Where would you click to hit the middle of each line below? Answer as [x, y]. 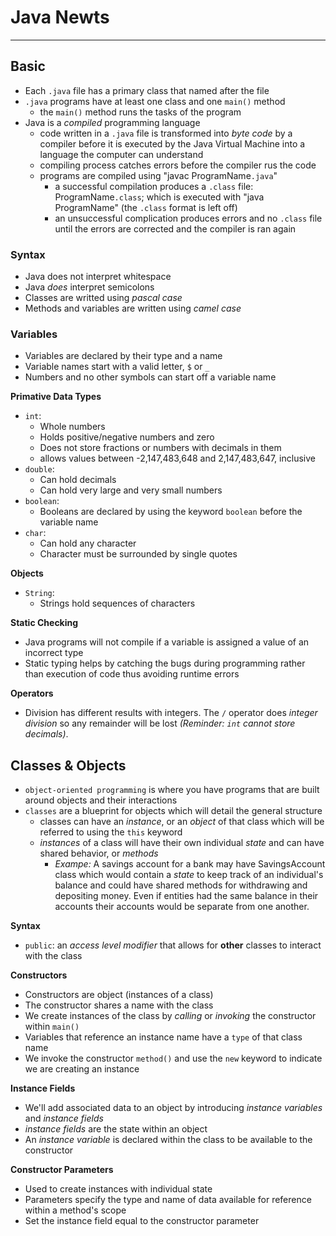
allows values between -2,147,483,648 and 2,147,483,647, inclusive [177, 458]
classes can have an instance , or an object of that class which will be [182, 822]
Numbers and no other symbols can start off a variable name [150, 377]
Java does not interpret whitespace [98, 277]
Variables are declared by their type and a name [123, 356]
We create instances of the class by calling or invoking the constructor [170, 1016]
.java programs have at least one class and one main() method [155, 101]
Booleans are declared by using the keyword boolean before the [171, 512]
